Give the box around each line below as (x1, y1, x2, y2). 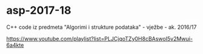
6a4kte (6, 41, 24, 49)
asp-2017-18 (6, 4, 72, 17)
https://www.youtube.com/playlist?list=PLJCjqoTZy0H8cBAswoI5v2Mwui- (6, 35, 193, 42)
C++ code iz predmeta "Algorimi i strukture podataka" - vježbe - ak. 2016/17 (6, 23, 197, 31)
